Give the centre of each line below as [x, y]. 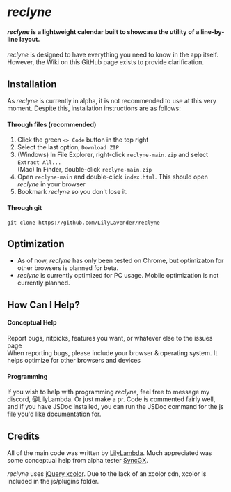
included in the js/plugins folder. [53, 482]
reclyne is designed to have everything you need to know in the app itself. [113, 55]
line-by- [213, 31]
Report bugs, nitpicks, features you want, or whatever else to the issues [110, 338]
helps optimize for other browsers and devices [74, 361]
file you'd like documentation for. [54, 414]
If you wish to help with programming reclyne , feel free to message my [109, 392]
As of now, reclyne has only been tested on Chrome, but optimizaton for [120, 261]
